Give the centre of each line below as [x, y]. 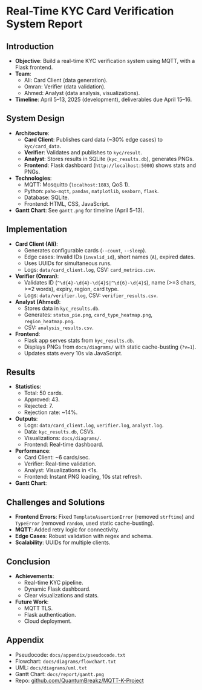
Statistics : [28, 387]
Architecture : [32, 133]
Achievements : [34, 576]
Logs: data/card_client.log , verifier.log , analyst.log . [94, 425]
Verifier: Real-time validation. [60, 464]
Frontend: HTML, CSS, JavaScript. [67, 203]
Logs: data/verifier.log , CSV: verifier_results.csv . [91, 295]
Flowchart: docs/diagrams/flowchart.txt [66, 661]
